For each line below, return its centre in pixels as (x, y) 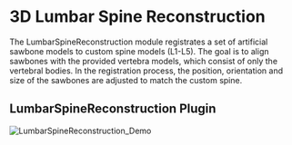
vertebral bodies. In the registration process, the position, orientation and (146, 71)
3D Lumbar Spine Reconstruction (137, 17)
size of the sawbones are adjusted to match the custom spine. (126, 80)
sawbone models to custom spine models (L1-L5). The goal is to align (140, 51)
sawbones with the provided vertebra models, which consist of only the (144, 61)
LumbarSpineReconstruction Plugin (113, 109)
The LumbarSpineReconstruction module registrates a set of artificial (139, 42)
